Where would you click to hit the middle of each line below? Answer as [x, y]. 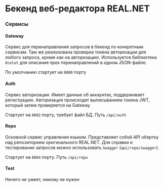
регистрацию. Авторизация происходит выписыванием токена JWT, [78, 100]
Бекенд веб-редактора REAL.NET [78, 9]
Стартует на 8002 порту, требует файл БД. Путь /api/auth [66, 115]
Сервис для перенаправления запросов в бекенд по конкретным [74, 47]
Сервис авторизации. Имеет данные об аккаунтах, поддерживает [75, 94]
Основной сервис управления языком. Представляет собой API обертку [82, 137]
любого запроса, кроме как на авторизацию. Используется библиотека [81, 57]
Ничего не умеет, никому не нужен [42, 179]
